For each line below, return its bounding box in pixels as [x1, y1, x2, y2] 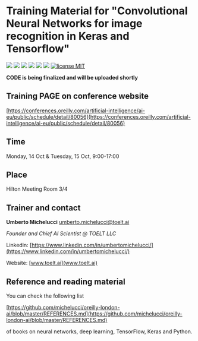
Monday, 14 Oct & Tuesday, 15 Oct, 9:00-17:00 [6, 153, 120, 160]
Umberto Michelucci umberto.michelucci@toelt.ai [6, 219, 130, 226]
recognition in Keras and [6, 30, 130, 43]
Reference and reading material [6, 276, 126, 286]
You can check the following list [6, 292, 84, 299]
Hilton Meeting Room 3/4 [6, 185, 68, 192]
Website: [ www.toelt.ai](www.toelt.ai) [6, 260, 98, 267]
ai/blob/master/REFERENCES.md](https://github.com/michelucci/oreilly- [6, 310, 183, 317]
